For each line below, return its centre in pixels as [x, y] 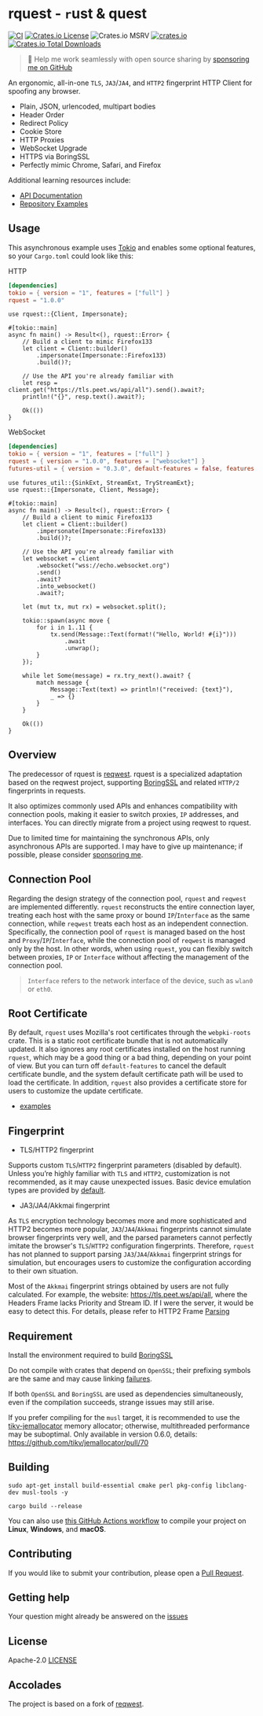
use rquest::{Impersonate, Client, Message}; [84, 490]
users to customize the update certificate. [76, 1091]
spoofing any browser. [44, 91]
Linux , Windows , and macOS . [57, 1529]
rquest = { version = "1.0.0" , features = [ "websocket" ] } [107, 461]
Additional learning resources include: [69, 180]
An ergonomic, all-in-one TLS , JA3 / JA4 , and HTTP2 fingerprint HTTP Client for [130, 83]
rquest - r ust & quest [78, 14]
